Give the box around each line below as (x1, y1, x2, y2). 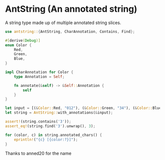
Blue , (14, 56, 26, 61)
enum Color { (5, 43, 32, 48)
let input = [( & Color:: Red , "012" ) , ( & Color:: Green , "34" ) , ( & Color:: (5, 106, 153, 111)
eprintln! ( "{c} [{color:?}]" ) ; (14, 137, 78, 142)
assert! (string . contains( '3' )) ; (5, 119, 71, 124)
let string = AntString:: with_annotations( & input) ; (5, 110, 113, 115)
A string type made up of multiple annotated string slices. (5, 20, 121, 26)
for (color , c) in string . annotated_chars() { (5, 133, 102, 137)
